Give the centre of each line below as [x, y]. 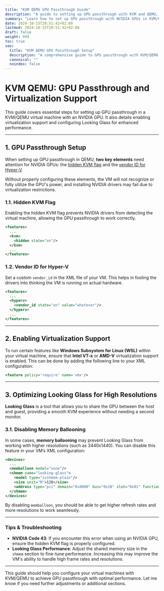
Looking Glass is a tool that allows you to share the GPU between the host [80, 406]
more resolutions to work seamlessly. [42, 510]
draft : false [18, 32]
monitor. [13, 417]
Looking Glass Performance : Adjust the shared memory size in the [80, 549]
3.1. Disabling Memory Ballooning [45, 429]
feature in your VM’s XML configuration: [45, 450]
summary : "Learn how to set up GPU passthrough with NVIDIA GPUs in [76, 19]
